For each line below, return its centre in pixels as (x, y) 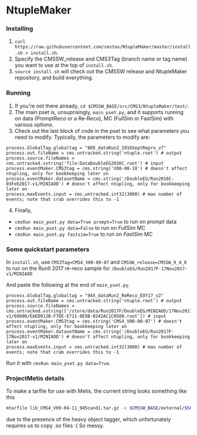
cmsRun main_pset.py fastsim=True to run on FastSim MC (84, 234)
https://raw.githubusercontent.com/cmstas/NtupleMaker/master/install (103, 47)
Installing (20, 29)
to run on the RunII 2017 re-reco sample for (58, 269)
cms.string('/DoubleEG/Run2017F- (134, 332)
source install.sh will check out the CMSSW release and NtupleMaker (101, 72)
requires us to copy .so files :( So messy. (55, 426)
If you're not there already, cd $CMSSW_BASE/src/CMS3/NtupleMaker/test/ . (102, 106)
